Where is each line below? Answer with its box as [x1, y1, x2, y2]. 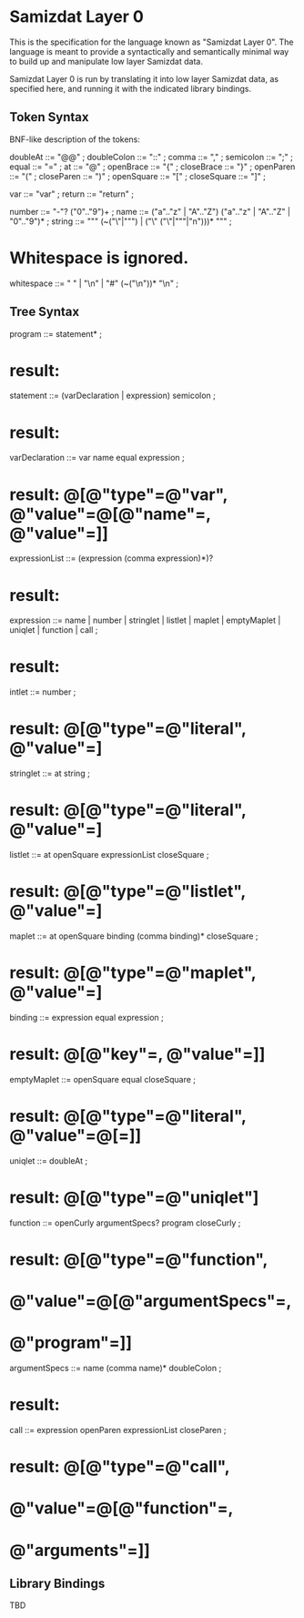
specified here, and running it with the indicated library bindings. [9, 83, 252, 94]
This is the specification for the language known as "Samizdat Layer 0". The [9, 36, 294, 47]
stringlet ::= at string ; [9, 768, 91, 779]
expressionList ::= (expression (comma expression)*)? [9, 553, 214, 564]
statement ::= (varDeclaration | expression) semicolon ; [9, 390, 217, 402]
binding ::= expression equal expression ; [9, 1012, 164, 1023]
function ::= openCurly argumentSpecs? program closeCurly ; [9, 1217, 241, 1228]
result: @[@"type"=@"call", [9, 1457, 230, 1477]
